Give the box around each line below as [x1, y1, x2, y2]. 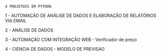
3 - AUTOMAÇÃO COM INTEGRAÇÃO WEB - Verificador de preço [5, 37, 137, 42]
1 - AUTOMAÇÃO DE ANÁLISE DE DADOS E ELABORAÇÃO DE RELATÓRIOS [5, 13, 157, 19]
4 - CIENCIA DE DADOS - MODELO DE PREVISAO [5, 46, 105, 52]
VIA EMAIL [5, 18, 27, 23]
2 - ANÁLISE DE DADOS [5, 27, 54, 33]
